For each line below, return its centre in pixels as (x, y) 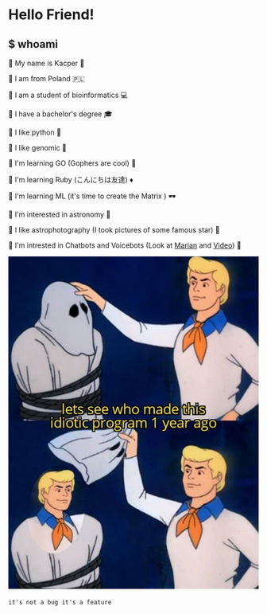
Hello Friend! (51, 15)
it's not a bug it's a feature (60, 602)
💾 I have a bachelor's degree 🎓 (60, 114)
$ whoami (33, 44)
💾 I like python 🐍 (35, 132)
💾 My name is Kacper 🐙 (46, 63)
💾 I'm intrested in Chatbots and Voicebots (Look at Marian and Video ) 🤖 (125, 245)
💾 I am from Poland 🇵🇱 (46, 78)
